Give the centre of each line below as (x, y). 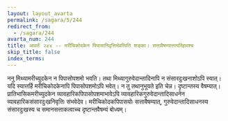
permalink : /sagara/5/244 (44, 20)
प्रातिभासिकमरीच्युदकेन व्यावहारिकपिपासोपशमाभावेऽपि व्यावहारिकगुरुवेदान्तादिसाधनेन (96, 93)
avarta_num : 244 (31, 39)
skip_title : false (34, 53)
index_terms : (26, 59)
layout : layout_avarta (40, 13)
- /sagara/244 (34, 33)
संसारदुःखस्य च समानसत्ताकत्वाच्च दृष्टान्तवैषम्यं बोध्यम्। (67, 109)
